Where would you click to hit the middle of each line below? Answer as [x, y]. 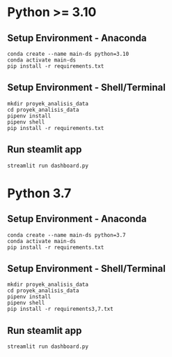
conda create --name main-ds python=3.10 [68, 54]
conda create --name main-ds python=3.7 [67, 235]
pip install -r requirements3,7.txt [60, 309]
